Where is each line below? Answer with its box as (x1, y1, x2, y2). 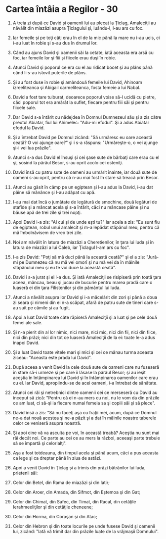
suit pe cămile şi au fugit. (19, 304, 71, 310)
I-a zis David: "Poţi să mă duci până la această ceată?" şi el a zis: (12, 254, 145, 260)
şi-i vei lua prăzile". (12, 145, 52, 150)
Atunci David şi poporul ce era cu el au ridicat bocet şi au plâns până (12, 64, 153, 70)
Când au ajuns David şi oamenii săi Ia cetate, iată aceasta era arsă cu (12, 49, 154, 55)
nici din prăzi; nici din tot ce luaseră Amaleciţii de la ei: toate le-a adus (12, 334, 155, 340)
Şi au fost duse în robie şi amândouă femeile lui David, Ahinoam (12, 79, 142, 85)
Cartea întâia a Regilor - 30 (5, 3, 118, 15)
